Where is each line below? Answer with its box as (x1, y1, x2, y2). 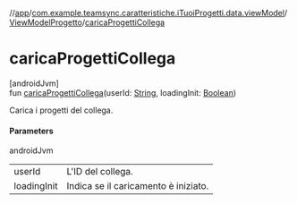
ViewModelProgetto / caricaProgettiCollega (9, 17, 165, 28)
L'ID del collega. (66, 166, 134, 178)
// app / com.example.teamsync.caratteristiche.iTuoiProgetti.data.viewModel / (9, 8, 288, 18)
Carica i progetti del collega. (9, 105, 114, 115)
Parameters (9, 125, 54, 136)
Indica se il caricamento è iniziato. (66, 180, 209, 192)
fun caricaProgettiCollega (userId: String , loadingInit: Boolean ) (9, 87, 237, 98)
